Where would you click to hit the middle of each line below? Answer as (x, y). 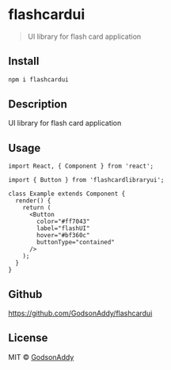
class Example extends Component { (67, 194)
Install (24, 61)
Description (38, 104)
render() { (33, 201)
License (28, 338)
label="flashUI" (63, 228)
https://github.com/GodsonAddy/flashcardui (80, 313)
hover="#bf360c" (63, 236)
